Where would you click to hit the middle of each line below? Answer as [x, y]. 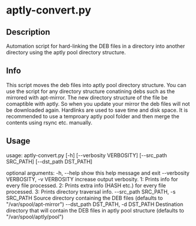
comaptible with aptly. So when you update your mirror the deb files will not [98, 104]
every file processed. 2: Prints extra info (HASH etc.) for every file [86, 185]
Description [28, 32]
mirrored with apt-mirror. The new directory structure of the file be [87, 97]
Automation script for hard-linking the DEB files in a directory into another [96, 46]
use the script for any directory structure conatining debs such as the [91, 91]
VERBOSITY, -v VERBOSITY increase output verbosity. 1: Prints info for [92, 179]
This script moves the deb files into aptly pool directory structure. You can [96, 85]
